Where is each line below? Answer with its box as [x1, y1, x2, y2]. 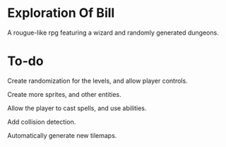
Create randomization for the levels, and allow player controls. [7, 76, 189, 85]
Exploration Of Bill [7, 5, 115, 21]
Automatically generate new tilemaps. [7, 131, 117, 139]
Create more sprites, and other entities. [7, 90, 121, 98]
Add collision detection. [7, 117, 76, 126]
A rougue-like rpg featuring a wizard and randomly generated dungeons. [7, 28, 219, 37]
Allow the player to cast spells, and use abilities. [7, 104, 147, 112]
